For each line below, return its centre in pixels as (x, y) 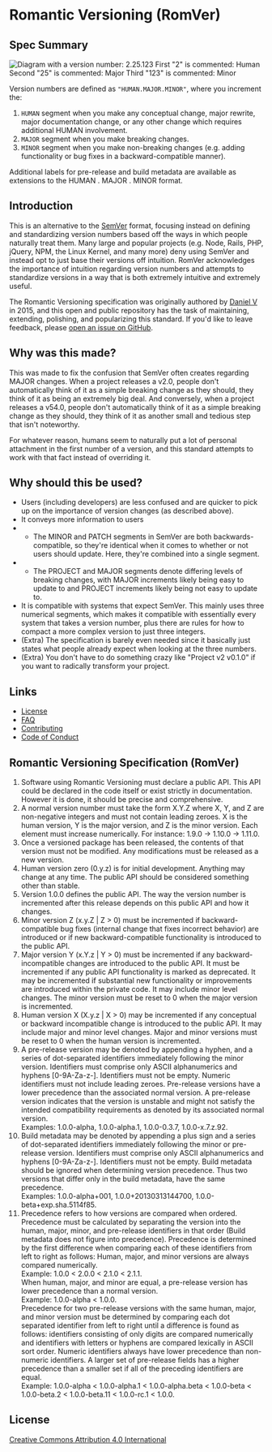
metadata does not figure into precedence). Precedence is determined (138, 1239)
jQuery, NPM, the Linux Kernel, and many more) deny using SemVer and (129, 251)
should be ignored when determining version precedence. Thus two (134, 1170)
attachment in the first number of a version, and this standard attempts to (132, 449)
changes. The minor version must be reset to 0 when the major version (139, 998)
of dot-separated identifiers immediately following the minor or (125, 1144)
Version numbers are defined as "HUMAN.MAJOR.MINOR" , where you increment (135, 88)
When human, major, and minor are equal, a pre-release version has (134, 1282)
